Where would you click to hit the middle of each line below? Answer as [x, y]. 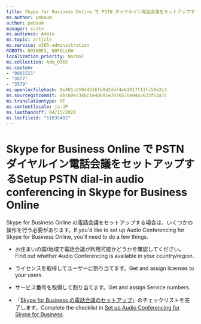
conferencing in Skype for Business [97, 192]
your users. [29, 275]
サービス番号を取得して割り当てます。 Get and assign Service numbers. [103, 287]
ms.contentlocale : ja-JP [37, 106]
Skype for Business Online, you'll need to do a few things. [77, 237]
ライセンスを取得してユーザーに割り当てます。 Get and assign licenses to [104, 268]
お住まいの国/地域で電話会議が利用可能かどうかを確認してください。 [99, 249]
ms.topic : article [29, 40]
